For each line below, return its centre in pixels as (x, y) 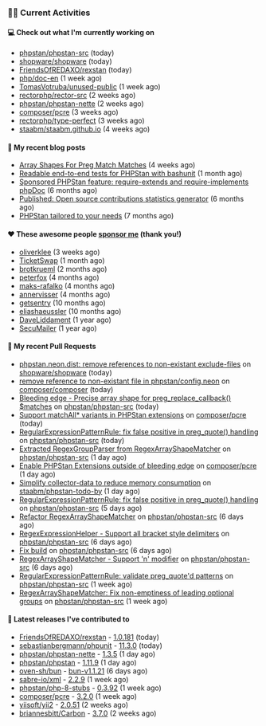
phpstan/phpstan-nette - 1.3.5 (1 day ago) (87, 653)
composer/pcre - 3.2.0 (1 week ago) (78, 696)
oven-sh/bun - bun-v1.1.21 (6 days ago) (83, 671)
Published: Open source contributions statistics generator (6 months (131, 199)
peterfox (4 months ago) (59, 277)
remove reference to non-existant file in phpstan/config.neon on (124, 381)
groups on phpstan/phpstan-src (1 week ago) (93, 601)
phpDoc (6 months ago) (58, 190)
